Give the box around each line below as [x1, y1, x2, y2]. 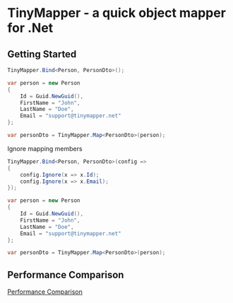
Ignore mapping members [7, 144, 83, 153]
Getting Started [7, 48, 77, 60]
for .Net [7, 20, 54, 36]
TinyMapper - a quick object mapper [7, 5, 226, 21]
